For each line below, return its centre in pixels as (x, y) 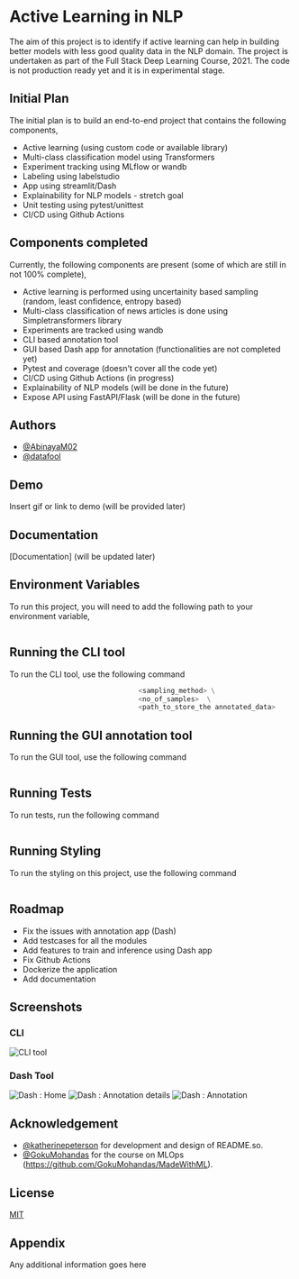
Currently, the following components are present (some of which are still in (148, 264)
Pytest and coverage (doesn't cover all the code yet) (120, 368)
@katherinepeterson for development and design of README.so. (143, 1146)
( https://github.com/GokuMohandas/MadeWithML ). (118, 1165)
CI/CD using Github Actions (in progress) (98, 378)
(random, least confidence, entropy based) (102, 301)
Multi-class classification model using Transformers (118, 157)
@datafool (41, 456)
